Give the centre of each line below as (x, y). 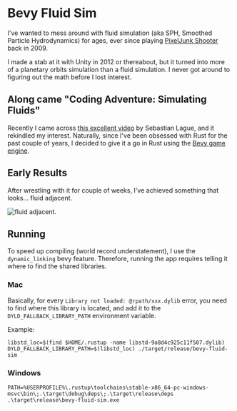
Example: (21, 329)
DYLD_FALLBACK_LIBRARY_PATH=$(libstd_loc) (71, 349)
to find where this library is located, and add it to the (84, 308)
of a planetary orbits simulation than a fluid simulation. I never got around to (119, 69)
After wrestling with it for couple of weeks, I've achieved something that (113, 190)
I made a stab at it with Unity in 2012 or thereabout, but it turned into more (116, 61)
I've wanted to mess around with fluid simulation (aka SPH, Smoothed (110, 33)
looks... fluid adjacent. (40, 198)
